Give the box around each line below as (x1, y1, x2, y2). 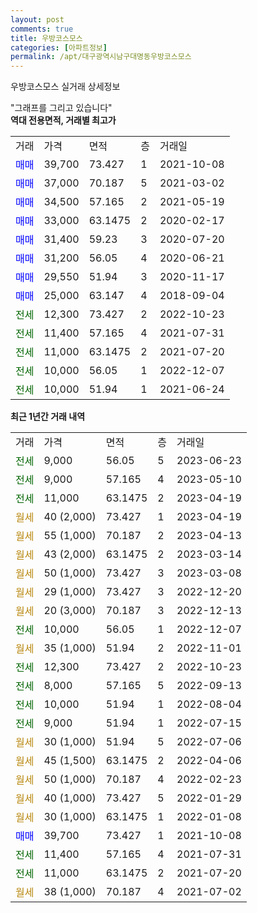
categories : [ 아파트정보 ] (10, 42, 108, 53)
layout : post (10, 14, 65, 25)
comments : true (10, 24, 74, 34)
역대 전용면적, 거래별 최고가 (10, 114, 117, 126)
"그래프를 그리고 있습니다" (10, 102, 113, 114)
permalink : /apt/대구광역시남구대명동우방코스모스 (10, 52, 192, 62)
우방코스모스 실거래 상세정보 (10, 81, 121, 93)
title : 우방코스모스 (10, 33, 83, 43)
